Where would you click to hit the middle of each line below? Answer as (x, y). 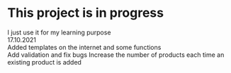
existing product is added (44, 62)
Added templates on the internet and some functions (84, 47)
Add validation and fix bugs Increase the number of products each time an (116, 55)
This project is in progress (86, 13)
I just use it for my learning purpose (59, 32)
